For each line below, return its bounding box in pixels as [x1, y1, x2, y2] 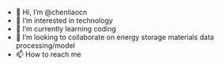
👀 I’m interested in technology [15, 16, 113, 25]
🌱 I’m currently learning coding [15, 24, 117, 33]
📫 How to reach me [15, 49, 81, 59]
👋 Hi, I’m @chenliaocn [15, 8, 88, 16]
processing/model [15, 41, 75, 50]
